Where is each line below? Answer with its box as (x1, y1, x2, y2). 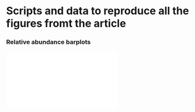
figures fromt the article (6, 17, 126, 30)
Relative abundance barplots (6, 38, 91, 46)
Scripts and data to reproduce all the (6, 4, 190, 18)
